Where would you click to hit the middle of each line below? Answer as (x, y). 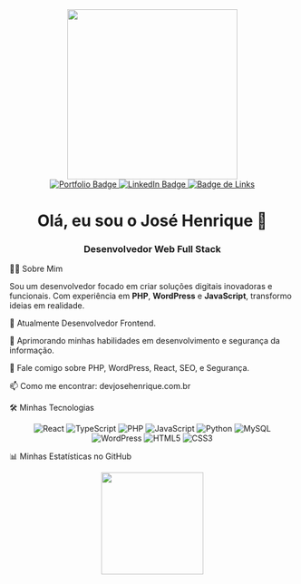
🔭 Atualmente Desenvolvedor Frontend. (83, 323)
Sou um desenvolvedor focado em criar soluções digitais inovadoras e (141, 287)
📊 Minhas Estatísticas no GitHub (71, 456)
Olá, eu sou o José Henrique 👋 (152, 221)
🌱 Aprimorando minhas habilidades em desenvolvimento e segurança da (145, 341)
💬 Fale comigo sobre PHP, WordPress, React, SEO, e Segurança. (130, 368)
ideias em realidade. (47, 306)
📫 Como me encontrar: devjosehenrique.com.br (100, 386)
